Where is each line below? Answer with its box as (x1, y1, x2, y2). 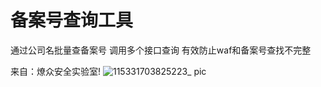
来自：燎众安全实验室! (10, 65, 102, 77)
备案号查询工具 (10, 9, 134, 32)
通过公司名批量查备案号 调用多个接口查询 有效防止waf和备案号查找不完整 (10, 44, 312, 56)
